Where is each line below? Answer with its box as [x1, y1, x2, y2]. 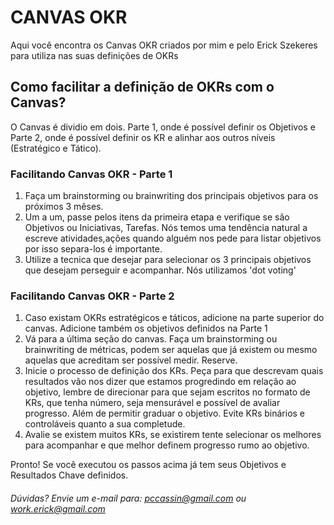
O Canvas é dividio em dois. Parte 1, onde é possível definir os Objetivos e [10, 121, 316, 133]
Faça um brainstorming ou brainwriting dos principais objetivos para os [24, 190, 319, 202]
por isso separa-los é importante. [24, 243, 163, 255]
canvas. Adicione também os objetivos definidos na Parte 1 [24, 322, 268, 335]
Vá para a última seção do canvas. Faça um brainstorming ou [24, 333, 278, 345]
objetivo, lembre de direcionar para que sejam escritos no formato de [24, 386, 311, 398]
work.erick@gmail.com [10, 502, 106, 515]
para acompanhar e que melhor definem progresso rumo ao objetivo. [24, 439, 310, 451]
